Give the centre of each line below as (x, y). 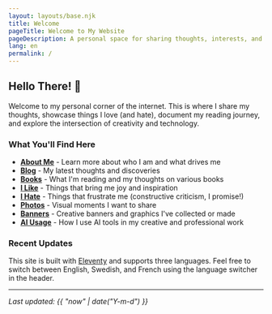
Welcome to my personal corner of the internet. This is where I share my (129, 105)
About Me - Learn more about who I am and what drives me (120, 162)
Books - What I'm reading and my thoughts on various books (122, 179)
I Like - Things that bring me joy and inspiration (99, 188)
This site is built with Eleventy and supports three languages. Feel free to (130, 261)
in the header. (32, 278)
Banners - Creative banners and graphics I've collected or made (128, 214)
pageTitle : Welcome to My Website (67, 31)
